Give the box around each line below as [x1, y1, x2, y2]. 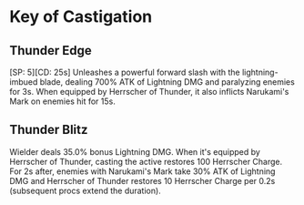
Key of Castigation [9, 6, 153, 27]
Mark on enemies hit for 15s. [9, 96, 116, 107]
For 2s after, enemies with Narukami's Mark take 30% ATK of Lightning [9, 166, 276, 177]
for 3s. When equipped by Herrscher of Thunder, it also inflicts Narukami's [9, 87, 289, 97]
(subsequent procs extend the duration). [9, 185, 161, 196]
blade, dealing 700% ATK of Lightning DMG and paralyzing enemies [39, 77, 296, 87]
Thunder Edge [9, 43, 93, 58]
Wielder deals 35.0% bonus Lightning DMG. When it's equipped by [9, 146, 261, 157]
